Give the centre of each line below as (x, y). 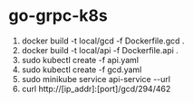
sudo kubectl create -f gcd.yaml (82, 70)
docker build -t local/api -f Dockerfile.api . (100, 50)
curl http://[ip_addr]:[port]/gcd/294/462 (96, 89)
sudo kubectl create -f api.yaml (80, 60)
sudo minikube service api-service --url (96, 79)
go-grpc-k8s (58, 16)
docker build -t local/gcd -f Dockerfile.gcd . (103, 41)
